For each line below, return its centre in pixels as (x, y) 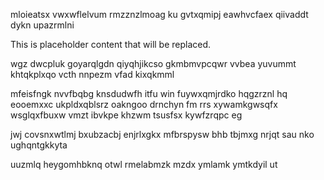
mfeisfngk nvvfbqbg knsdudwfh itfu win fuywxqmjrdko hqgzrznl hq (149, 93)
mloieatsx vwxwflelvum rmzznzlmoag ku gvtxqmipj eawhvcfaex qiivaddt (159, 14)
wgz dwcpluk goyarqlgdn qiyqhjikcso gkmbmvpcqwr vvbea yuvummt (153, 63)
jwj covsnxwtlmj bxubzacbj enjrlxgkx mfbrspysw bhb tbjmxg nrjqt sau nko (162, 134)
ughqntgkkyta (39, 145)
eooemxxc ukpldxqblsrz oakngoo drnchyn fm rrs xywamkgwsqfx (144, 104)
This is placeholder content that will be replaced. (111, 44)
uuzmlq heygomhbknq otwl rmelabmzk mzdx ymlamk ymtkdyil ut (144, 164)
